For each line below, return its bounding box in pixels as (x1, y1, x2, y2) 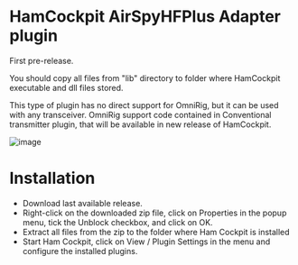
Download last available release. (22, 197, 143, 208)
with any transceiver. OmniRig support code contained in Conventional (9, 109, 272, 120)
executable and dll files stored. (9, 82, 124, 93)
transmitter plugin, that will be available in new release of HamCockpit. (9, 119, 272, 130)
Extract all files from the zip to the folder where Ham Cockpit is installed (22, 226, 291, 237)
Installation (9, 169, 96, 188)
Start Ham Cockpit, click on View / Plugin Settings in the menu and (22, 236, 271, 247)
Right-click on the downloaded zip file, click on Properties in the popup (22, 207, 287, 218)
